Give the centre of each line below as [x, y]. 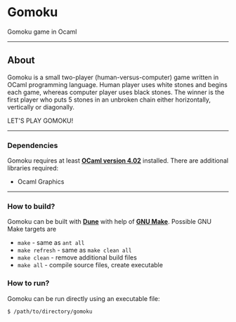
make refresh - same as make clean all [74, 250]
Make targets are [32, 229]
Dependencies [33, 145]
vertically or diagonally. [41, 107]
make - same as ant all [51, 243]
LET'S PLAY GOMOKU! [40, 121]
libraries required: [33, 168]
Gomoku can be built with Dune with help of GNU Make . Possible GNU [110, 222]
